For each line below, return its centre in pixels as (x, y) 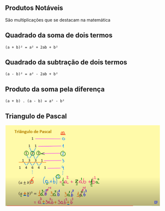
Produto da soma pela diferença (55, 89)
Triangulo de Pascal (36, 116)
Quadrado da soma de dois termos (59, 36)
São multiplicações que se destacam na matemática (58, 20)
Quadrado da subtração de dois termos (66, 63)
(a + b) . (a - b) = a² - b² (35, 101)
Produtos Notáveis (34, 8)
